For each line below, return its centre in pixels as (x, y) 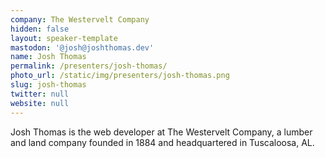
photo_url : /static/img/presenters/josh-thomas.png (120, 76)
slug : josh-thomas (48, 85)
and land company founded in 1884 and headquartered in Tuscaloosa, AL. (162, 142)
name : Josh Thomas (48, 57)
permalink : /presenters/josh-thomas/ (89, 66)
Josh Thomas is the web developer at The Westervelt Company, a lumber (161, 132)
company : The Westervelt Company (80, 19)
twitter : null (40, 94)
